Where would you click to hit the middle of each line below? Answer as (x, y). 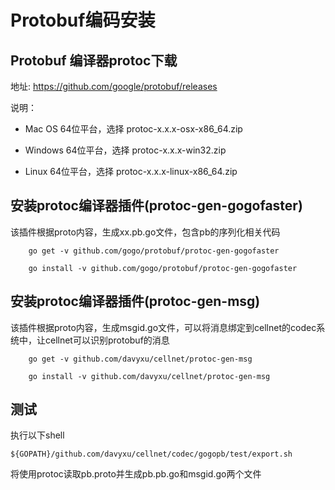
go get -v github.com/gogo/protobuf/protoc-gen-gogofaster (154, 251)
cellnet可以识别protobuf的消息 (107, 340)
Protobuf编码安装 (83, 20)
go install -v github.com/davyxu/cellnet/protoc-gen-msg (149, 376)
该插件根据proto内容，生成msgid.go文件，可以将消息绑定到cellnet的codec (163, 327)
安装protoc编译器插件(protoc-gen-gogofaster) (156, 206)
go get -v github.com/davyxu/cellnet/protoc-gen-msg (140, 359)
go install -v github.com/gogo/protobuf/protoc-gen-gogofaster (163, 268)
